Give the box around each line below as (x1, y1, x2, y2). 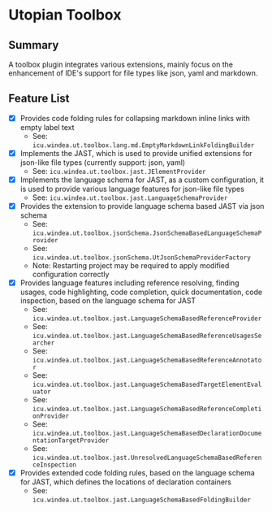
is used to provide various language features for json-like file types (19, 184, 245, 193)
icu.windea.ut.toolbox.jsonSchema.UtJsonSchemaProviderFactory (32, 254, 252, 262)
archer (32, 339, 55, 347)
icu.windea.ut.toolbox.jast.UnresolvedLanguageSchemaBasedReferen (32, 453, 262, 462)
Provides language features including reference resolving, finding (19, 278, 240, 288)
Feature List (8, 92, 70, 106)
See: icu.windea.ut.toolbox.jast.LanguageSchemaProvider (32, 193, 228, 202)
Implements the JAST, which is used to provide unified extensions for (19, 148, 253, 158)
